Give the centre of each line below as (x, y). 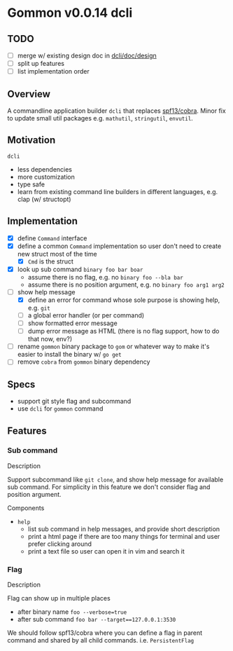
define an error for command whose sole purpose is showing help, (124, 300)
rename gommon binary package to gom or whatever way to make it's (113, 347)
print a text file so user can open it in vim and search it (106, 551)
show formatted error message (72, 323)
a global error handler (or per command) (86, 315)
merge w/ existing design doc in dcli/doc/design (87, 55)
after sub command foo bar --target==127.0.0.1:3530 (97, 619)
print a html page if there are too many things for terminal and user (124, 536)
